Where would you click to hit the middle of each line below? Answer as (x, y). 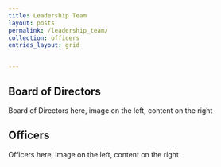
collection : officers (44, 38)
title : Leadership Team (48, 16)
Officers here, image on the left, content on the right (93, 154)
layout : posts (32, 23)
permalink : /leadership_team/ (58, 30)
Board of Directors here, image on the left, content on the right (111, 110)
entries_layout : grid (44, 45)
